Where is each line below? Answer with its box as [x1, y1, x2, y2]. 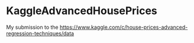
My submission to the [6, 24, 59, 31]
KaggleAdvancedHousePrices [6, 4, 158, 18]
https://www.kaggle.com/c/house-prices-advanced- [59, 24, 188, 31]
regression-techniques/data [6, 29, 75, 37]
